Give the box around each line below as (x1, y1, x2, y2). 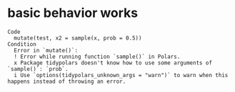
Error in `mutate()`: (14, 47, 79, 54)
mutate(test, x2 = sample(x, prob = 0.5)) (14, 34, 142, 42)
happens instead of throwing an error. (7, 78, 126, 85)
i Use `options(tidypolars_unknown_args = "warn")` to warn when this (14, 71, 229, 79)
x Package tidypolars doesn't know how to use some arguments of (14, 59, 213, 67)
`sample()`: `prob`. (7, 65, 69, 72)
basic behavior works (7, 5, 139, 21)
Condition (7, 40, 37, 47)
